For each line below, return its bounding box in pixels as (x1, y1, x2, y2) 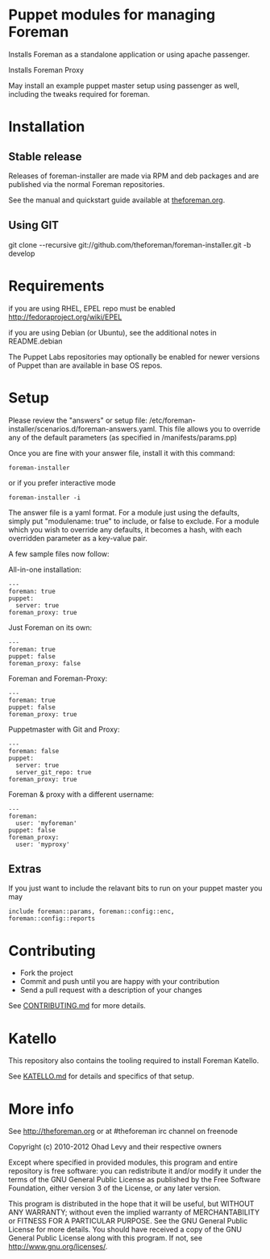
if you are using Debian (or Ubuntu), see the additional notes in (8, 327, 217, 337)
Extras (8, 862, 42, 876)
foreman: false (8, 747, 60, 755)
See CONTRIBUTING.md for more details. (8, 1001, 147, 1011)
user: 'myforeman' (15, 819, 78, 828)
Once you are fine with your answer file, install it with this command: (8, 448, 235, 457)
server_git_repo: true (15, 768, 92, 776)
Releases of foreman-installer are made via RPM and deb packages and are (8, 171, 260, 181)
